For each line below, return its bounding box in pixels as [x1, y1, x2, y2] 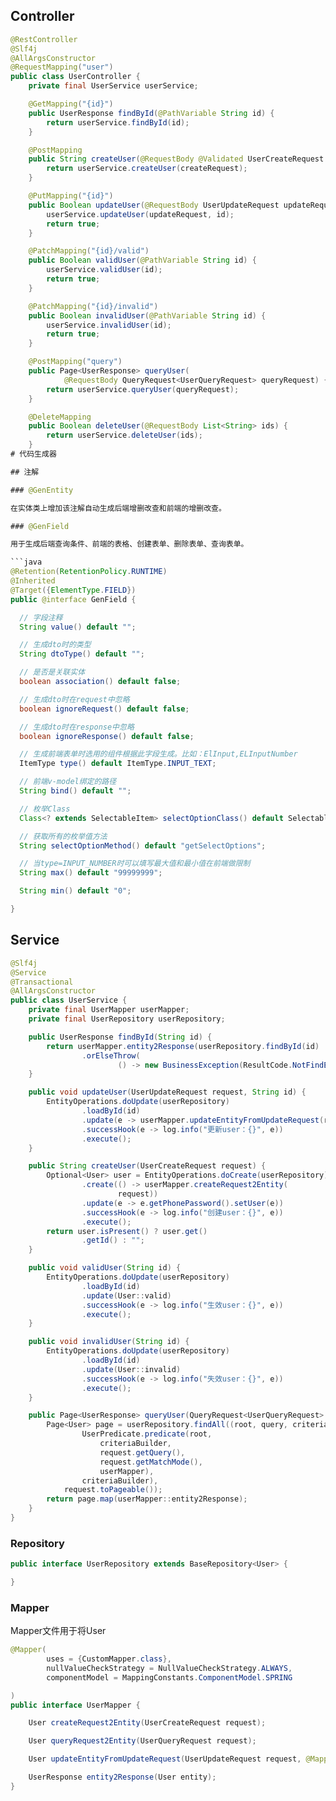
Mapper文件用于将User [10, 1625, 107, 1637]
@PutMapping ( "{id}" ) [28, 191, 114, 201]
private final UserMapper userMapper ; [28, 1005, 190, 1015]
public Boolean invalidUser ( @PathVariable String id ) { [28, 310, 267, 321]
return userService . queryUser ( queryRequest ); [46, 384, 240, 394]
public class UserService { [10, 995, 128, 1006]
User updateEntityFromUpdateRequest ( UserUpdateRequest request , [28, 1754, 302, 1764]
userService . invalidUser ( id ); [46, 320, 172, 330]
